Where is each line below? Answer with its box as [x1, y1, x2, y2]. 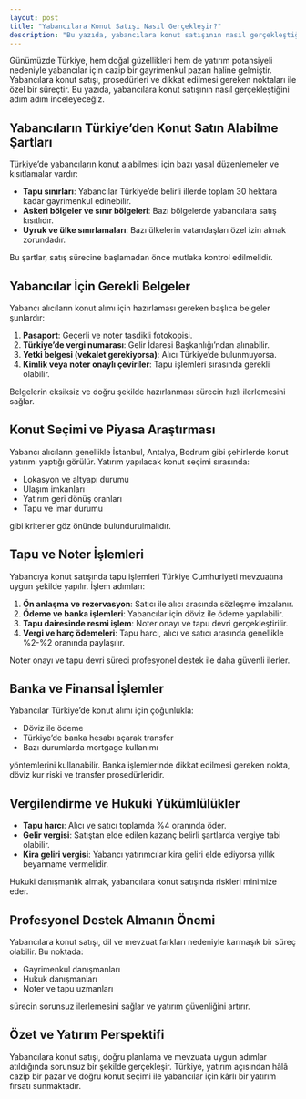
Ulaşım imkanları [22, 483, 85, 494]
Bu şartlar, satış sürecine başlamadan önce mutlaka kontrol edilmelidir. [9, 252, 273, 263]
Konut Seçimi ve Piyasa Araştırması [9, 422, 216, 438]
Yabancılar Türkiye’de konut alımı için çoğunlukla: [9, 705, 194, 716]
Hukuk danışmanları [22, 973, 97, 984]
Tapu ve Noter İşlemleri [9, 547, 144, 563]
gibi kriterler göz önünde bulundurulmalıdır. [9, 520, 171, 531]
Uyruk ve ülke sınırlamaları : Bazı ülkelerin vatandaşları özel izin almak [22, 225, 287, 236]
